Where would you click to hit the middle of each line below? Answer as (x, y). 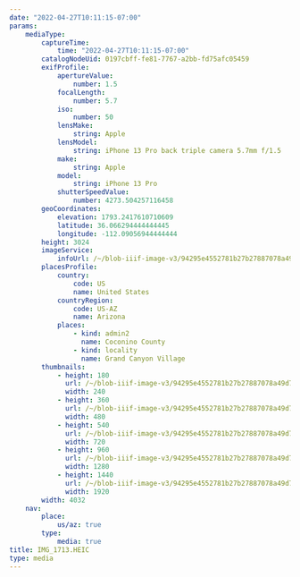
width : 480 (85, 417)
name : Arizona (99, 317)
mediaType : (46, 34)
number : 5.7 (95, 101)
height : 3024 (66, 242)
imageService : (67, 250)
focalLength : (81, 92)
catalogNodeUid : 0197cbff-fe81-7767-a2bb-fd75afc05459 (146, 59)
